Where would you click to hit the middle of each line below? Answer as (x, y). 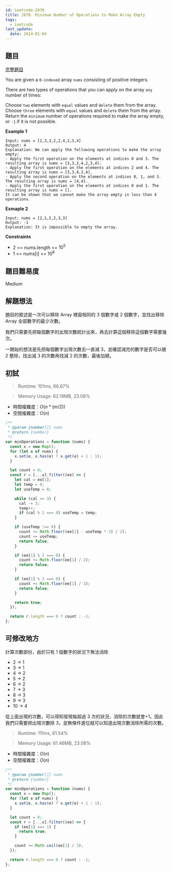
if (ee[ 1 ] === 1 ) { (35, 827)
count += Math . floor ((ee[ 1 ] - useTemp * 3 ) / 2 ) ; (73, 532)
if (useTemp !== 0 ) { (37, 527)
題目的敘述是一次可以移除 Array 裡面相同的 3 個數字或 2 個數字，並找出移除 (85, 314)
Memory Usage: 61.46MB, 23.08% (54, 743)
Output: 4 (16, 145)
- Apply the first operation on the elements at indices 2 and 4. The (82, 167)
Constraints (18, 236)
